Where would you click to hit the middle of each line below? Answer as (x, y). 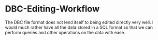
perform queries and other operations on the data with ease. (65, 32)
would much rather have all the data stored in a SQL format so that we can (79, 27)
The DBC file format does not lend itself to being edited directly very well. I (79, 22)
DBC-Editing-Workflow (52, 9)
